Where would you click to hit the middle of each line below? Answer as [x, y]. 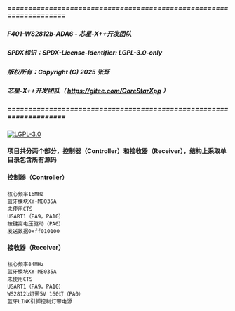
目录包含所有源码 [32, 160]
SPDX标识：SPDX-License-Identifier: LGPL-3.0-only [85, 53]
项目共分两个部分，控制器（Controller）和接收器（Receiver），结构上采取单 [117, 151]
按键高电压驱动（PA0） [36, 224]
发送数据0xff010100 [34, 231]
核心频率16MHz [26, 194]
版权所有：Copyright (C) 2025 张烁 [59, 72]
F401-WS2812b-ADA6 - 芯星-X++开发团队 [69, 34]
